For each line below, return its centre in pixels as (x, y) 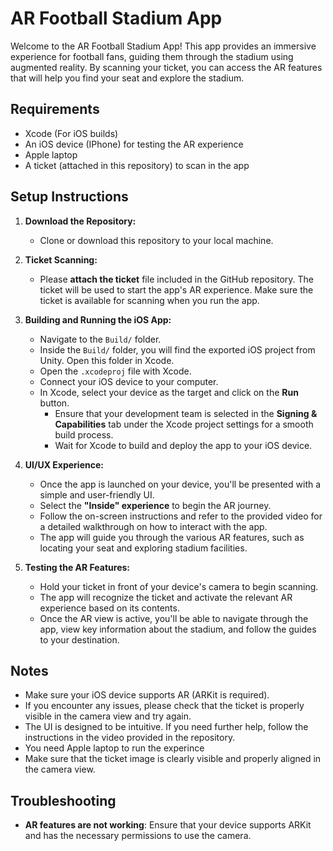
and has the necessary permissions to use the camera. (138, 836)
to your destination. (79, 639)
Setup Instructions (69, 197)
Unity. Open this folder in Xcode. (107, 360)
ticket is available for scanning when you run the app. (149, 300)
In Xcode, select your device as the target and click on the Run (169, 392)
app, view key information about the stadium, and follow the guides (178, 629)
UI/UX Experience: (64, 464)
